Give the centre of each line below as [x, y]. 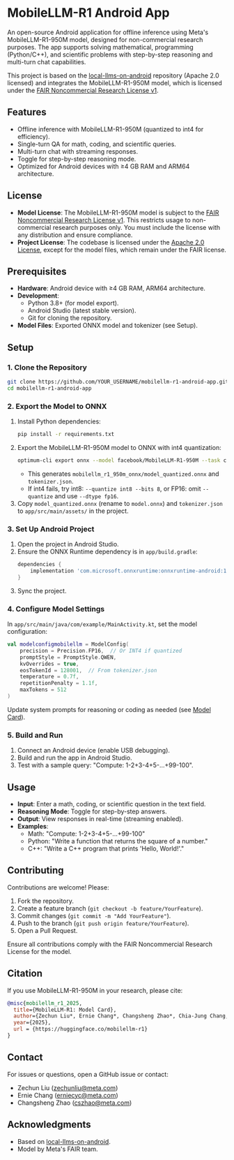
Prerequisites [37, 271]
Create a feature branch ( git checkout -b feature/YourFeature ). [110, 908]
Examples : [33, 827]
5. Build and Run [35, 735]
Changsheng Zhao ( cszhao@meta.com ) [75, 1103]
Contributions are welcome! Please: [58, 887]
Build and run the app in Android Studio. [75, 758]
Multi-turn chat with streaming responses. [78, 151]
